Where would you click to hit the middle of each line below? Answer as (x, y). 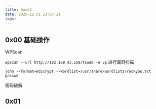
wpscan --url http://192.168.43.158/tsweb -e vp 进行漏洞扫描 (70, 62)
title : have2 (19, 10)
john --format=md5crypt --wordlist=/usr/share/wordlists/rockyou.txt (78, 72)
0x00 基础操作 (27, 40)
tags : (11, 19)
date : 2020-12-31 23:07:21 (33, 14)
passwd (12, 76)
